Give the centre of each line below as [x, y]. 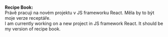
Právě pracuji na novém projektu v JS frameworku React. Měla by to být [80, 13]
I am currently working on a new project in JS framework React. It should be [84, 23]
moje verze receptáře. [28, 18]
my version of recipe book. [33, 29]
